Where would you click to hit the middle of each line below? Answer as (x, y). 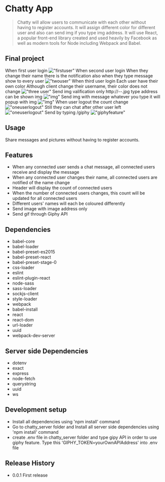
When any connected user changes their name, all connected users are (85, 177)
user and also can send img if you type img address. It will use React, (87, 32)
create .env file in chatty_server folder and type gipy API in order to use (84, 437)
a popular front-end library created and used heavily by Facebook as (87, 38)
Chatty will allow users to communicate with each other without (82, 22)
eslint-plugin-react (31, 278)
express (20, 373)
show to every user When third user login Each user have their (82, 81)
